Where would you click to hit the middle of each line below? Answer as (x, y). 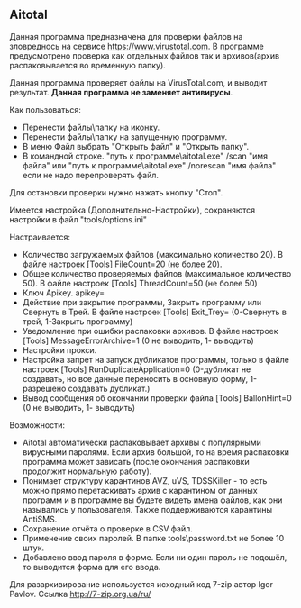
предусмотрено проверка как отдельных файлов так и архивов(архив (145, 55)
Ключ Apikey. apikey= (64, 293)
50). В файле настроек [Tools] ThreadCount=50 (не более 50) (140, 283)
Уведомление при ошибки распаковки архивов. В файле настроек (150, 331)
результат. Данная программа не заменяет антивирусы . (121, 92)
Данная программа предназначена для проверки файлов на (126, 36)
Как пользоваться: (45, 109)
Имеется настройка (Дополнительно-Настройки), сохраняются (132, 210)
